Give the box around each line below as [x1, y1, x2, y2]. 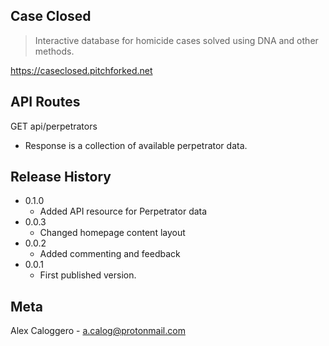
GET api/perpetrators [10, 120, 98, 132]
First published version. [39, 269, 137, 281]
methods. [34, 45, 75, 57]
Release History [10, 169, 112, 186]
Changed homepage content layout [39, 227, 186, 239]
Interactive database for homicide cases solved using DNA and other [34, 34, 319, 46]
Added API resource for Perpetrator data [39, 205, 208, 218]
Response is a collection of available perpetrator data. [24, 139, 248, 151]
